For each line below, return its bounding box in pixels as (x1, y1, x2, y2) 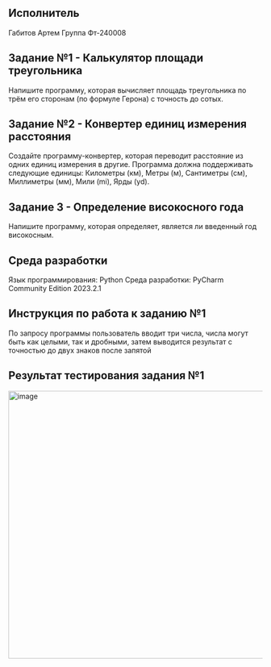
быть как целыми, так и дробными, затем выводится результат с (8, 336, 232, 346)
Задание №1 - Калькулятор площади (8, 52, 204, 65)
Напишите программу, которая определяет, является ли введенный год (8, 222, 257, 231)
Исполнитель (8, 6, 80, 20)
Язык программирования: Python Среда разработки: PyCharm (8, 275, 224, 285)
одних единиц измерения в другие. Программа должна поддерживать (8, 160, 254, 169)
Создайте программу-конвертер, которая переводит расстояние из (8, 151, 244, 160)
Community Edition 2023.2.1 (8, 284, 102, 294)
